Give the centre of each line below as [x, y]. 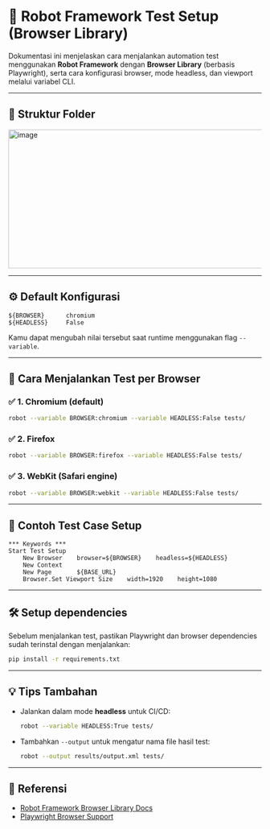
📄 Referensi [38, 788]
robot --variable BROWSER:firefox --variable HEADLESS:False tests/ [125, 456]
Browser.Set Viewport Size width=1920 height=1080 [120, 579]
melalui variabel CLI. [42, 81]
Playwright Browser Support [67, 817]
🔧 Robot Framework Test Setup [114, 16]
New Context [43, 565]
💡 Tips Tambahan [53, 692]
